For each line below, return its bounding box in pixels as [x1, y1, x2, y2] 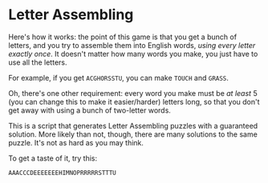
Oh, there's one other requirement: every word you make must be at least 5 [8, 88, 258, 97]
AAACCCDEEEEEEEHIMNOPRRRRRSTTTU [8, 169, 116, 177]
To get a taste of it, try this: [8, 153, 98, 163]
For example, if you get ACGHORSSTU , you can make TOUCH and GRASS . [8, 73, 229, 82]
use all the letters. [8, 58, 67, 67]
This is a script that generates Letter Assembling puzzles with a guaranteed [8, 121, 258, 130]
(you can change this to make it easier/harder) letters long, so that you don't [8, 97, 260, 106]
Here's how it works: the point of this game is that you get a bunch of [8, 32, 238, 42]
